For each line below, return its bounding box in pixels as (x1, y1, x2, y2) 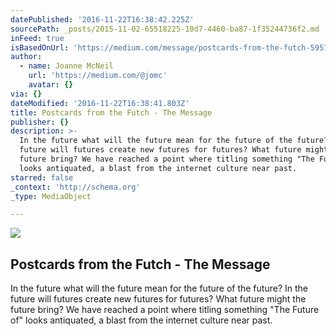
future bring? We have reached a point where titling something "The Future (10, 304, 320, 316)
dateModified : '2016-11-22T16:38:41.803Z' (10, 98, 190, 108)
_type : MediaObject (10, 191, 92, 201)
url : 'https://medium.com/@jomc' (28, 71, 168, 81)
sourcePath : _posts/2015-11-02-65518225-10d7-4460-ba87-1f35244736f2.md (10, 24, 320, 34)
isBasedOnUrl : (10, 42, 70, 53)
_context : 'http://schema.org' (10, 182, 141, 192)
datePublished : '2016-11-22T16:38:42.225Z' (10, 14, 195, 25)
